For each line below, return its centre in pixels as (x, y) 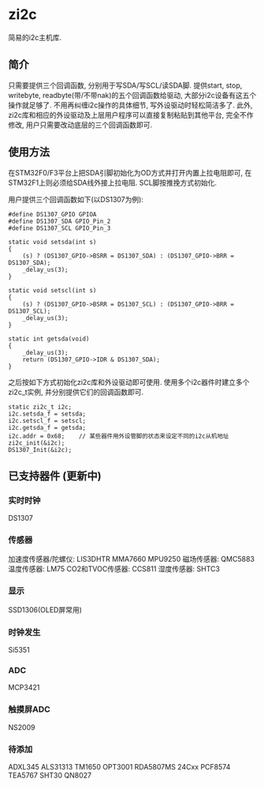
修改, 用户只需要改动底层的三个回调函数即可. (80, 125)
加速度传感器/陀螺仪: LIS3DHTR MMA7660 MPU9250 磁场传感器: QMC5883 (131, 559)
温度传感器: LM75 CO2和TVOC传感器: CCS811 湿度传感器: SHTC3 (114, 569)
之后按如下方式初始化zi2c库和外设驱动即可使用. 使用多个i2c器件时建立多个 (129, 382)
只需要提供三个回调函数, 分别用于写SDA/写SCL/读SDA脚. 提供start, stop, (125, 85)
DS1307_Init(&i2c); (40, 450)
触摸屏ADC (30, 710)
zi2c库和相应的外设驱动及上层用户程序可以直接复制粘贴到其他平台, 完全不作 (131, 115)
